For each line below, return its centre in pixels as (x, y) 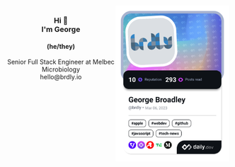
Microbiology (61, 69)
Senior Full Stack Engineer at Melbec (61, 62)
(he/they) (61, 46)
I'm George (61, 29)
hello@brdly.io (61, 77)
